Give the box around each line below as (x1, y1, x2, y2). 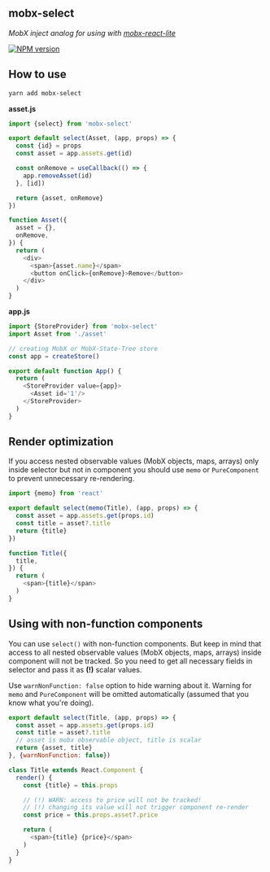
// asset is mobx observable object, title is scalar (15, 736, 202, 744)
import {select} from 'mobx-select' (8, 120, 133, 128)
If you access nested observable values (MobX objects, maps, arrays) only (8, 456, 259, 467)
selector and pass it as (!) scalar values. (8, 664, 142, 674)
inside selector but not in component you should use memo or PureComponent (8, 465, 259, 475)
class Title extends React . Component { (8, 765, 144, 774)
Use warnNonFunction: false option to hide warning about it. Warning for (8, 680, 252, 690)
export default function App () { (8, 366, 122, 375)
